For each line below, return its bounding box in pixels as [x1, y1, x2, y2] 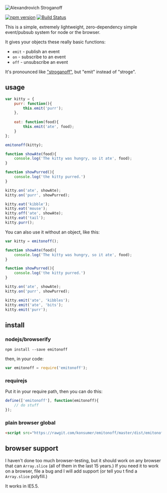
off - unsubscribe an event [12, 59, 68, 65]
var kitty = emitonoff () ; [5, 239, 59, 244]
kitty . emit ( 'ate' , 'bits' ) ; [5, 302, 64, 307]
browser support [5, 444, 59, 453]
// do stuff [14, 403, 39, 408]
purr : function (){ [14, 101, 52, 106]
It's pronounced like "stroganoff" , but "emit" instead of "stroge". [5, 69, 136, 75]
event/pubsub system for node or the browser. [5, 29, 101, 35]
